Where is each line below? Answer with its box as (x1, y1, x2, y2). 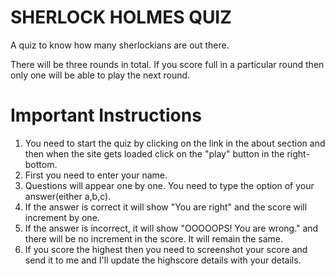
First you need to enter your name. (24, 169, 168, 181)
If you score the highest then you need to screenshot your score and (24, 243, 308, 255)
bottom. (24, 158, 58, 170)
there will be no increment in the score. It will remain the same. (24, 232, 284, 245)
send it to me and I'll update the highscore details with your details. (24, 254, 302, 266)
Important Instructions (10, 104, 202, 127)
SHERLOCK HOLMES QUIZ (10, 6, 232, 29)
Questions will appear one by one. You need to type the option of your (24, 179, 315, 191)
